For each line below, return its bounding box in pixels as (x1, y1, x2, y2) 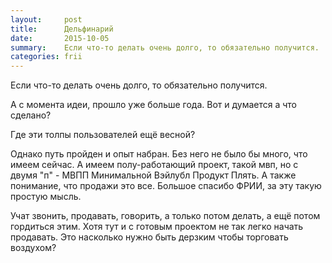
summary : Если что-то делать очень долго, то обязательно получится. (10, 42, 320, 53)
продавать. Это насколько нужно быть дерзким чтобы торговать (10, 231, 289, 243)
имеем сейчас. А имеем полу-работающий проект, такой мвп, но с (10, 159, 299, 171)
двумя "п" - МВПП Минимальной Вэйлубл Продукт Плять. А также (10, 169, 297, 181)
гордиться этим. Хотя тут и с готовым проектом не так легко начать (10, 221, 304, 233)
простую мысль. (10, 191, 82, 203)
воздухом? (10, 242, 57, 254)
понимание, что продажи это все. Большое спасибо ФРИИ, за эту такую (10, 180, 322, 192)
